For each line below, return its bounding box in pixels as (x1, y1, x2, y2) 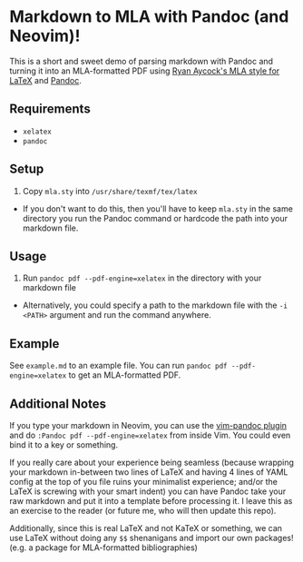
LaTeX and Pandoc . (9, 74, 82, 85)
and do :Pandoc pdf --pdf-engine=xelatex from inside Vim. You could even (9, 429, 291, 440)
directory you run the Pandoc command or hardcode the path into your (22, 212, 288, 223)
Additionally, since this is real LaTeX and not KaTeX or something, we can (9, 523, 283, 533)
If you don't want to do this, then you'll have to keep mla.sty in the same (22, 202, 293, 214)
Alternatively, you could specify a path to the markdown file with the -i (22, 300, 288, 311)
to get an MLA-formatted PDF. (68, 370, 181, 380)
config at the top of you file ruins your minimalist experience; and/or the (9, 477, 279, 487)
